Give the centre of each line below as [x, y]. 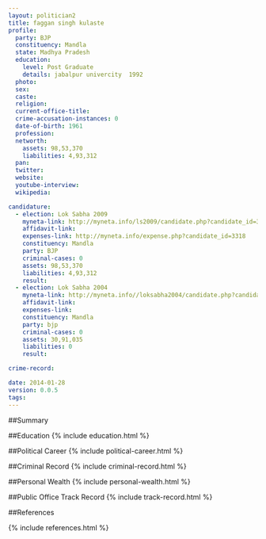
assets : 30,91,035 [53, 339]
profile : [23, 30]
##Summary [28, 420]
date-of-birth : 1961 [49, 126]
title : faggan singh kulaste [56, 23]
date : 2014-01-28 [37, 383]
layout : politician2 [42, 15]
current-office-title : [53, 112]
